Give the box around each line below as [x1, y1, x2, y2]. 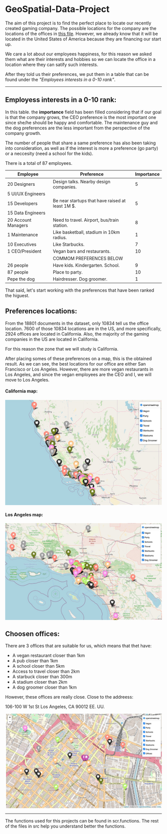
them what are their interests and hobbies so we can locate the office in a [5, 56, 156, 62]
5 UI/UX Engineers [7, 191, 46, 197]
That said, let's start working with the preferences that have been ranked [5, 287, 155, 293]
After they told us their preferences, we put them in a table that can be [5, 71, 149, 77]
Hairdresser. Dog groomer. [53, 276, 108, 282]
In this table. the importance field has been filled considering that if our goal [5, 109, 162, 115]
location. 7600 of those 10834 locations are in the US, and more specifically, [5, 326, 162, 332]
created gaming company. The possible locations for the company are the [5, 25, 157, 31]
